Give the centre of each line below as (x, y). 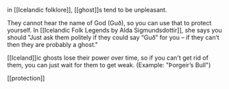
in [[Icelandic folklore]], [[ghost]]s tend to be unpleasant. (87, 10)
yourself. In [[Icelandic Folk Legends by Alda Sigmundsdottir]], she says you (114, 30)
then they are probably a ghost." (52, 44)
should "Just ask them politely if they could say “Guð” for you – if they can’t (113, 37)
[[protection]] (26, 78)
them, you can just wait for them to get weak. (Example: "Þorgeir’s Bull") (109, 65)
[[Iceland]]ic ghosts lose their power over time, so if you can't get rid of (108, 58)
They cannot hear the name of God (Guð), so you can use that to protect (109, 23)
